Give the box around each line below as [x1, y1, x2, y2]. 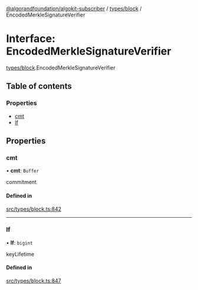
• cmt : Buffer [6, 167, 39, 174]
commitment [6, 179, 37, 186]
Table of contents [6, 81, 72, 91]
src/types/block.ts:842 [6, 205, 62, 212]
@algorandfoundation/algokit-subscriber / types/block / [6, 5, 142, 12]
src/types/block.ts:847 [6, 278, 61, 285]
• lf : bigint [6, 239, 34, 246]
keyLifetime [6, 250, 34, 257]
